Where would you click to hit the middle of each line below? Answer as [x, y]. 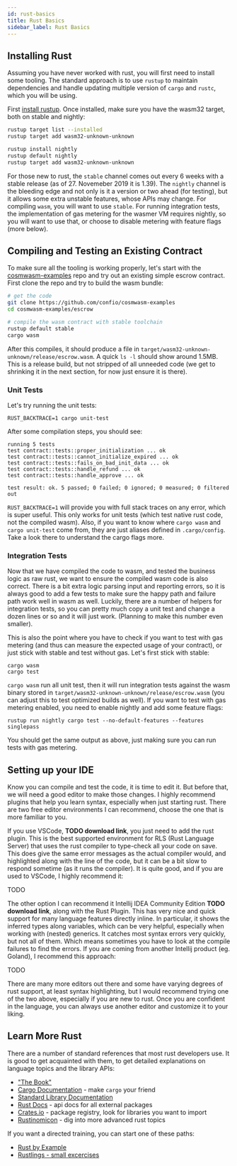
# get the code [30, 296]
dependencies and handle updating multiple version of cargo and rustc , [112, 88]
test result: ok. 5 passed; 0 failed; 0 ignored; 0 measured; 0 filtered [118, 488]
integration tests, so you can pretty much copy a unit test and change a [111, 609]
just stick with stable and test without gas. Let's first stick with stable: [109, 653]
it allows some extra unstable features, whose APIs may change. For [107, 199]
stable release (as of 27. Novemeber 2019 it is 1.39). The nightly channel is [117, 183]
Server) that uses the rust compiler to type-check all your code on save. [112, 846]
